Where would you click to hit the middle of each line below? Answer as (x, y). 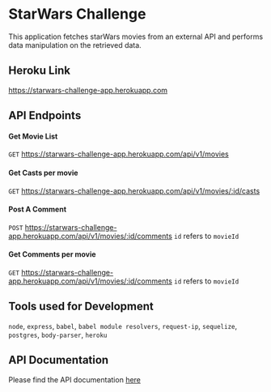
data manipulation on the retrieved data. (75, 45)
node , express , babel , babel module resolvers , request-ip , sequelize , (123, 326)
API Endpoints (45, 115)
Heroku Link (40, 71)
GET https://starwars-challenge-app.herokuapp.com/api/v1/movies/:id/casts (134, 190)
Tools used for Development (81, 307)
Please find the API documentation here (75, 379)
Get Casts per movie (43, 173)
